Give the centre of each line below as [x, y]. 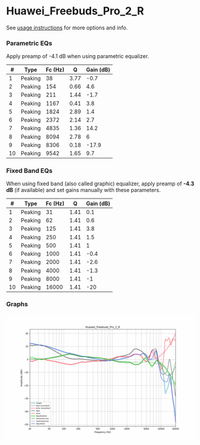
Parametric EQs [29, 43]
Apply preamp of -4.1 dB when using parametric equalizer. [78, 56]
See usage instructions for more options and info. [67, 28]
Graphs [17, 304]
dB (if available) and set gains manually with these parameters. [84, 190]
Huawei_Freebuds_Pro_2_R [75, 11]
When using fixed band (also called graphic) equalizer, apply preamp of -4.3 [100, 184]
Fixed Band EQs [29, 170]
